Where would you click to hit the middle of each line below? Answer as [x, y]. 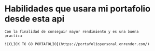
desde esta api [35, 19]
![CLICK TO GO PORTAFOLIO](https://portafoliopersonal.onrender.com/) [77, 44]
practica [13, 36]
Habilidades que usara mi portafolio [77, 9]
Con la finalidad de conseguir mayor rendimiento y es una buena [71, 31]
